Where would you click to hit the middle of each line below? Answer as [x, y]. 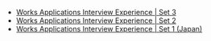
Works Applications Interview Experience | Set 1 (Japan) [109, 29]
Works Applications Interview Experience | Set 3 [96, 12]
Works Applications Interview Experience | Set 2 [96, 20]
